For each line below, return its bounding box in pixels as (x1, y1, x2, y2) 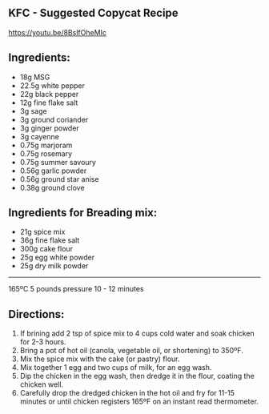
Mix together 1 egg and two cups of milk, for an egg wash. (19, 363, 212, 372)
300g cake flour (19, 244, 74, 254)
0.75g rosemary (19, 148, 73, 159)
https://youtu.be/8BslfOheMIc (8, 27, 106, 37)
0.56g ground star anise (19, 174, 99, 183)
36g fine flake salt (19, 235, 80, 245)
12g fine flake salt (19, 98, 78, 107)
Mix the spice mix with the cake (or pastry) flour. (19, 354, 180, 364)
